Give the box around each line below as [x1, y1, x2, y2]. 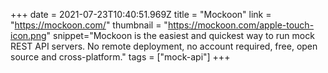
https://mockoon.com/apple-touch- [167, 19, 315, 31]
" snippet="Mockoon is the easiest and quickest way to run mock [46, 30, 315, 41]
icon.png [10, 30, 47, 41]
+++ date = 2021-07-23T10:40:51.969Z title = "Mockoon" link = [10, 9, 272, 20]
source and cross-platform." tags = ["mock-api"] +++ [10, 51, 231, 63]
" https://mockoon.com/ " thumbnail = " [10, 19, 168, 31]
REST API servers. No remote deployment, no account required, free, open [10, 40, 318, 52]
